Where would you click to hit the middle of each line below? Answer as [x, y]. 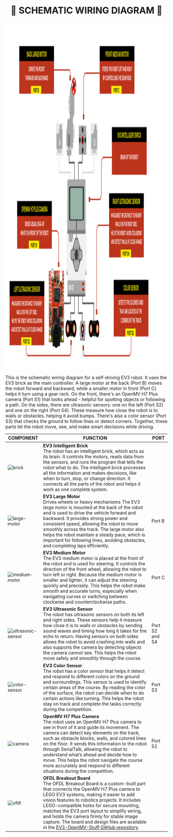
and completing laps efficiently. [76, 545]
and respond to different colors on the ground [91, 676]
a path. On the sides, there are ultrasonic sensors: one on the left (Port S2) [84, 405]
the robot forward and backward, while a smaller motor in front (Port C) [81, 388]
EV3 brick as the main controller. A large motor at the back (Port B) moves [84, 383]
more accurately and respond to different [86, 765]
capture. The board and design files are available [95, 822]
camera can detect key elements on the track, [91, 733]
